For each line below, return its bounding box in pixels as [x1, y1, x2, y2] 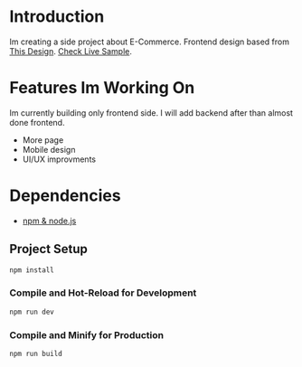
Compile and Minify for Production [9, 328, 165, 341]
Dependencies [9, 185, 121, 206]
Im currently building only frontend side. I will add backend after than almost [9, 107, 294, 118]
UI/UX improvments [22, 154, 97, 165]
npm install [9, 265, 54, 275]
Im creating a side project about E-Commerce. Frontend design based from [9, 36, 289, 47]
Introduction [9, 6, 105, 27]
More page [22, 134, 64, 146]
